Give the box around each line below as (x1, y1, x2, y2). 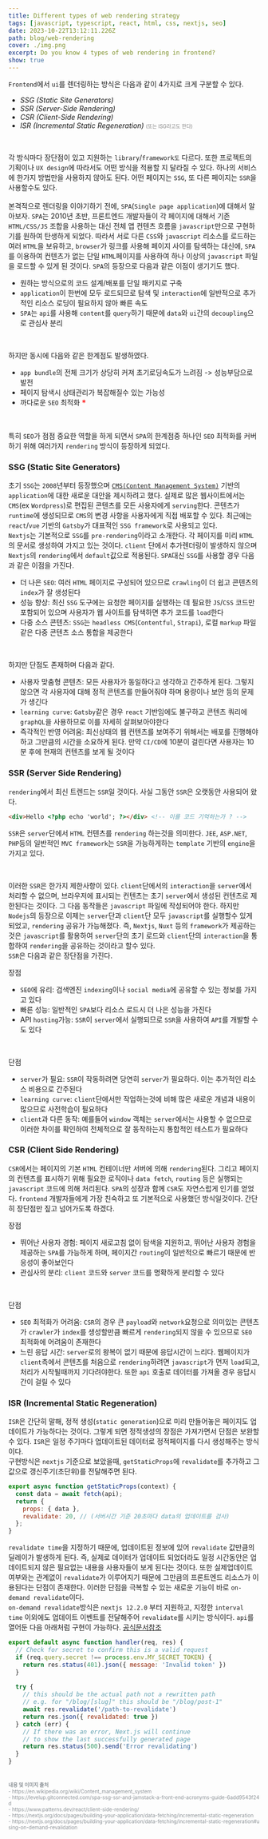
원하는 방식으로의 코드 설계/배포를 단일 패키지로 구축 (19, 277, 183, 288)
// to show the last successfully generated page (22, 1735, 191, 1743)
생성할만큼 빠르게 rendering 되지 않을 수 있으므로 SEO (88, 1326, 253, 1336)
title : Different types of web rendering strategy (8, 11, 180, 20)
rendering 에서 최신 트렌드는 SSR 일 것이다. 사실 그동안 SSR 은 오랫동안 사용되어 (8, 787, 249, 796)
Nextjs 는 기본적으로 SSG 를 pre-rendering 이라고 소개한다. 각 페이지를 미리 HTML (8, 531, 254, 541)
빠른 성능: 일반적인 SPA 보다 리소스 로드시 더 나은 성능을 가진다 (19, 1004, 211, 1014)
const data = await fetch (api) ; (15, 1490, 124, 1498)
